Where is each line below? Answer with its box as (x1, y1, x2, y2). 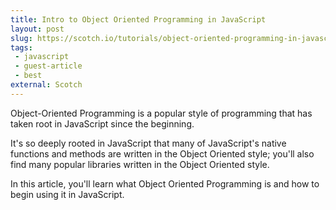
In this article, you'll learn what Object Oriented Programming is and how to (10, 177, 320, 190)
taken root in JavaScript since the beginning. (10, 117, 195, 130)
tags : (10, 42, 33, 53)
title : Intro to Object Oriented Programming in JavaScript (10, 14, 267, 25)
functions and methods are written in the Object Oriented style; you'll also (10, 147, 315, 160)
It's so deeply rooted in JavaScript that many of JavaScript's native (10, 137, 287, 149)
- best (14, 71, 43, 81)
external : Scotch (10, 80, 83, 90)
